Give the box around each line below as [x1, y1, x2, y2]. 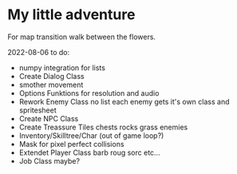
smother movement [18, 80, 84, 89]
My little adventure [7, 6, 136, 24]
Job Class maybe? [18, 156, 81, 165]
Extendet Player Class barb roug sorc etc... [18, 148, 160, 157]
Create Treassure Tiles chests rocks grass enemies [18, 122, 188, 132]
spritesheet [18, 105, 57, 115]
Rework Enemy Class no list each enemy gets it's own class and [18, 97, 230, 106]
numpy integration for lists [18, 62, 105, 73]
